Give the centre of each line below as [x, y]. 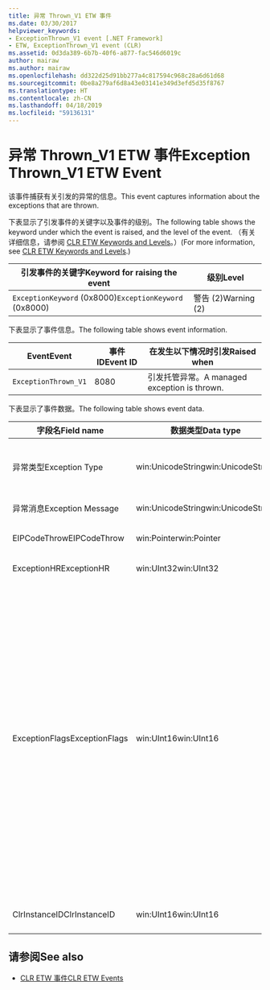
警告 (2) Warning [224, 298]
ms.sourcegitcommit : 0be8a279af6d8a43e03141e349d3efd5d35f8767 [117, 83]
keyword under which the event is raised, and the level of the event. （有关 [132, 232]
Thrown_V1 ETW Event [85, 173]
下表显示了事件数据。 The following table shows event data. [106, 408]
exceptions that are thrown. [53, 205]
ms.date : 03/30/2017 [43, 23]
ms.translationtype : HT [48, 91]
